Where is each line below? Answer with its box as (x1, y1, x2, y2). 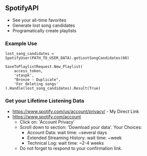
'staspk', (14, 73, 35, 78)
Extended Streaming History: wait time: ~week (27, 135, 122, 141)
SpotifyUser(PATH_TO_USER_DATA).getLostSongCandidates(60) (5, 55, 130, 61)
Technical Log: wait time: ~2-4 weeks (27, 140, 104, 146)
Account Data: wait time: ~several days (27, 130, 107, 136)
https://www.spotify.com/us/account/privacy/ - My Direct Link (12, 108, 140, 114)
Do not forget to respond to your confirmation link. (19, 146, 123, 152)
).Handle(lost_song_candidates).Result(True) (5, 86, 100, 91)
